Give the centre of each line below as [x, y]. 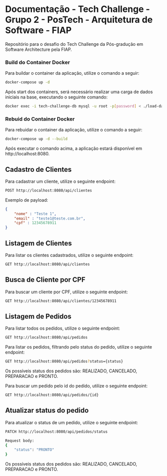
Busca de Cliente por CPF [45, 280]
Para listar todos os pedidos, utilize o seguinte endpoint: [63, 328]
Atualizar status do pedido [47, 411]
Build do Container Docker [38, 62]
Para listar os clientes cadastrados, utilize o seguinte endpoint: [69, 255]
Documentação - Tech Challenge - [78, 9]
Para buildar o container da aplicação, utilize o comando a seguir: [72, 73]
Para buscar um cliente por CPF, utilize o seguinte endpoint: [67, 292]
